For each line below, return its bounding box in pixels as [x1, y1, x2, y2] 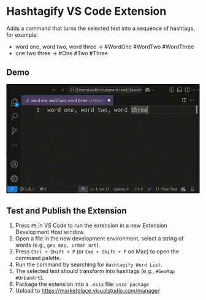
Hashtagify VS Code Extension [6, 4, 167, 18]
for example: [6, 31, 39, 38]
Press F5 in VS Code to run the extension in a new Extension [15, 221, 167, 229]
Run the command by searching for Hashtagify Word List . [15, 261, 162, 268]
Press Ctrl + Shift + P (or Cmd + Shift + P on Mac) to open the [15, 247, 180, 255]
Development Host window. [15, 228, 85, 236]
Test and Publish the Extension [6, 206, 127, 216]
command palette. [15, 254, 61, 261]
